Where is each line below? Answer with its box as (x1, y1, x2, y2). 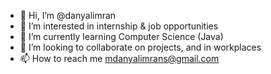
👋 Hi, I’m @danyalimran (19, 10, 117, 21)
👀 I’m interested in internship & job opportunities (19, 20, 219, 32)
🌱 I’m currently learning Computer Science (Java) (19, 31, 224, 42)
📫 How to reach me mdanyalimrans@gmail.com (19, 53, 220, 64)
